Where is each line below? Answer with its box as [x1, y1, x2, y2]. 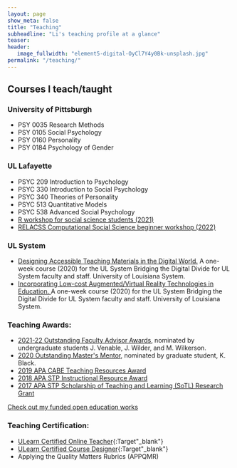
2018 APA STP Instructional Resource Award [17, 374, 148, 383]
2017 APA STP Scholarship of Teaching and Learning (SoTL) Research [17, 382, 223, 390]
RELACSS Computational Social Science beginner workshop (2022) [17, 222, 216, 232]
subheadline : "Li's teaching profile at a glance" [7, 30, 161, 38]
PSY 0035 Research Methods [17, 120, 105, 129]
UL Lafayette [7, 161, 52, 171]
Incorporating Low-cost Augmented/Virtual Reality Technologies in [17, 279, 214, 288]
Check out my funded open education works [7, 403, 139, 412]
